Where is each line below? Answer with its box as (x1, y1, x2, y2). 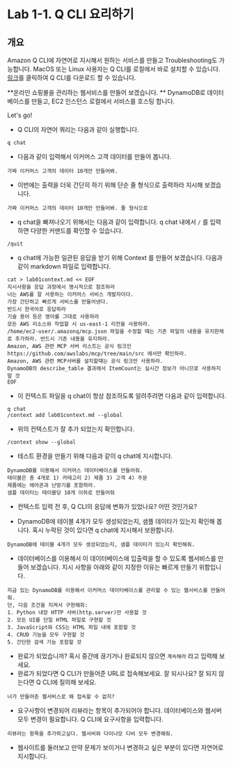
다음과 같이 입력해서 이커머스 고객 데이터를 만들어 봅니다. (17, 153, 172, 160)
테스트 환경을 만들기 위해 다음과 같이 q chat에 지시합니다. (17, 452, 172, 460)
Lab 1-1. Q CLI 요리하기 (7, 6, 134, 22)
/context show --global (7, 439, 77, 446)
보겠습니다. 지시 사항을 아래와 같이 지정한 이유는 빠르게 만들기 (30, 563, 198, 571)
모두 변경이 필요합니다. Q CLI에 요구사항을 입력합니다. (17, 715, 163, 723)
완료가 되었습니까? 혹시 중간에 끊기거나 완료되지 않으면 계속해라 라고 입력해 (17, 652, 218, 660)
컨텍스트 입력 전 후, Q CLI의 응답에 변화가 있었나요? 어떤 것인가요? (17, 503, 198, 510)
